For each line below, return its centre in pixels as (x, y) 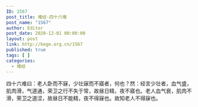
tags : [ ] (18, 55)
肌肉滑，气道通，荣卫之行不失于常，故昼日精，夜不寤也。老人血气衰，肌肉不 (99, 91)
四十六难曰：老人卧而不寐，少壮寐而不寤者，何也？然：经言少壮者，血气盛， (99, 83)
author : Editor (25, 28)
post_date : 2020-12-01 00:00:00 (46, 34)
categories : (21, 61)
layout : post (22, 39)
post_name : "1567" (29, 22)
